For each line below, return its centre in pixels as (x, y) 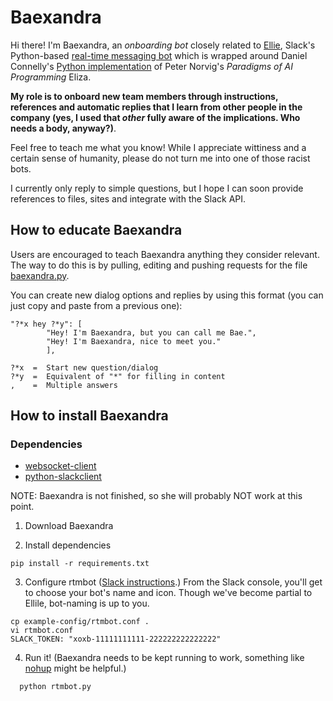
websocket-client (60, 466)
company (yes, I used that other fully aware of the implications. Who (155, 117)
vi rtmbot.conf (42, 631)
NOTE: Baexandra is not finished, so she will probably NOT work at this (156, 496)
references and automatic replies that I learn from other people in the (156, 107)
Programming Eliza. (51, 77)
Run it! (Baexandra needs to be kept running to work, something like (164, 658)
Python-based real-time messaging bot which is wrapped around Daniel (159, 55)
